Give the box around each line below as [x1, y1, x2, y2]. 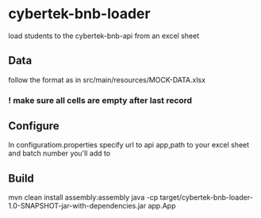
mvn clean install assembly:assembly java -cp [8, 193, 159, 202]
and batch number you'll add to [8, 148, 111, 159]
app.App [148, 201, 176, 211]
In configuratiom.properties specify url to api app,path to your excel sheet [8, 140, 250, 150]
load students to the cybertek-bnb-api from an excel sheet [8, 31, 200, 40]
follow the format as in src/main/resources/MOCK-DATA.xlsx [8, 75, 206, 84]
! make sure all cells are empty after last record [8, 94, 193, 105]
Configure [8, 120, 59, 133]
